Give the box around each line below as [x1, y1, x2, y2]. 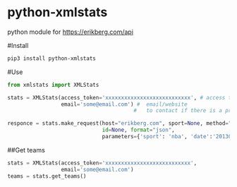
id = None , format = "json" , [102, 126, 175, 134]
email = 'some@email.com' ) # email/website [61, 100, 188, 108]
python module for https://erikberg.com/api [7, 28, 134, 36]
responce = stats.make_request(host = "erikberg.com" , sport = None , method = [7, 120, 229, 127]
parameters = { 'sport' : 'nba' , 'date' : [102, 133, 213, 140]
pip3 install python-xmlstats [7, 54, 97, 62]
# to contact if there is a [133, 107, 222, 114]
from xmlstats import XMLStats [7, 81, 99, 88]
